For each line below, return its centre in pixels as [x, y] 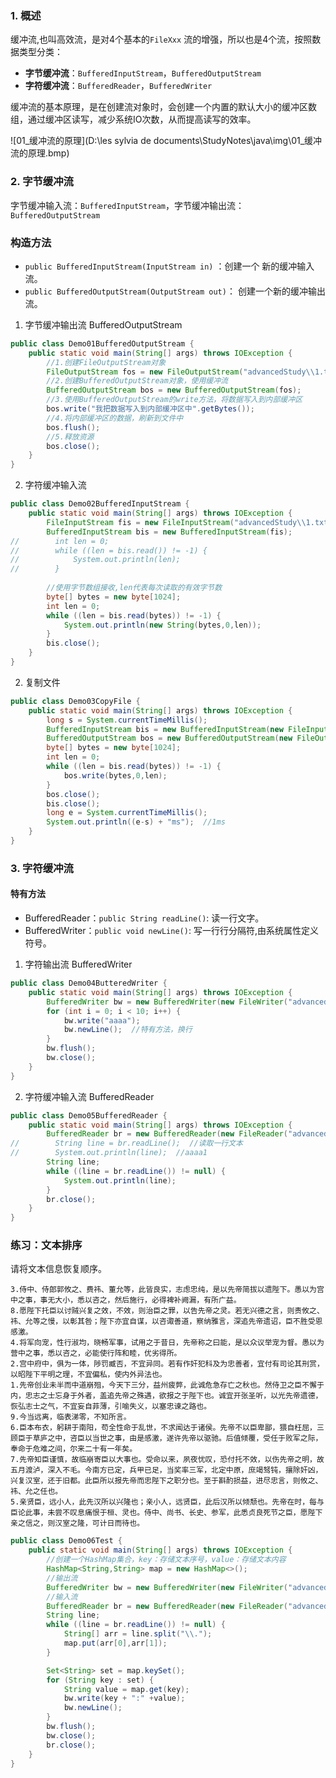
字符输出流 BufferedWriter [78, 964]
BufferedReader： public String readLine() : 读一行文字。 [144, 918]
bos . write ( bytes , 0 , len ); [115, 775]
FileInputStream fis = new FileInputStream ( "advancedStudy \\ [176, 522]
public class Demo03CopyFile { [75, 701]
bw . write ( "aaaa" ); [102, 1020]
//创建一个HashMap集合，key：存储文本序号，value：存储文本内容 [166, 1560]
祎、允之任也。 [36, 1492]
